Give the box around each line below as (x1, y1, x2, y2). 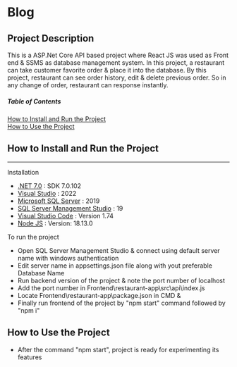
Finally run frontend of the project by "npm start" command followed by (17, 299, 226, 307)
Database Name (17, 268, 65, 277)
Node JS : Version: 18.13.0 (17, 219, 93, 228)
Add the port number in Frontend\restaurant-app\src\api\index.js (17, 283, 205, 292)
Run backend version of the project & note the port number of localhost (17, 276, 226, 285)
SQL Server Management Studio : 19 (17, 204, 123, 212)
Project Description (7, 32, 95, 44)
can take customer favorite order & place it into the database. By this (7, 66, 207, 74)
